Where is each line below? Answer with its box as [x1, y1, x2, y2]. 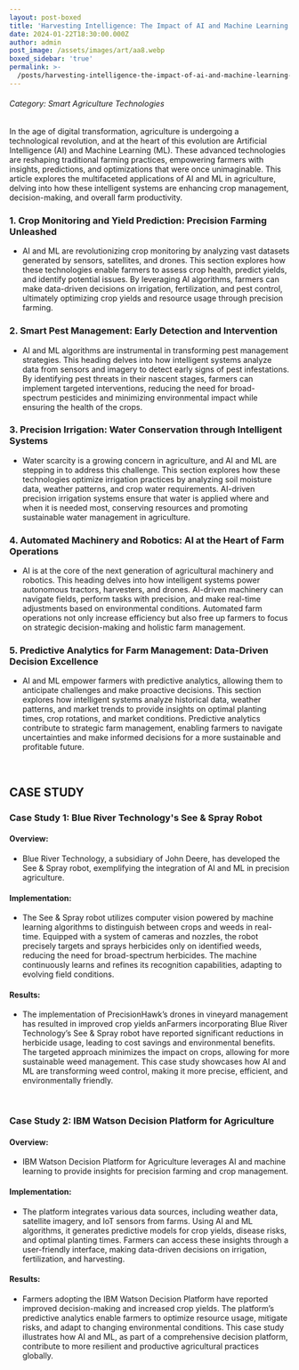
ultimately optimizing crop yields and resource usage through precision [21, 293, 284, 303]
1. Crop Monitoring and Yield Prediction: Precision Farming [9, 214, 267, 227]
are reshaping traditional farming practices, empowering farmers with [9, 154, 264, 165]
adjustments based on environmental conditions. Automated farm [21, 603, 263, 614]
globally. [21, 1350, 53, 1361]
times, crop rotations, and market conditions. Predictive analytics [21, 713, 261, 724]
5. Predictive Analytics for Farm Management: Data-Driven [9, 644, 269, 657]
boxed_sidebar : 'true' [9, 54, 93, 63]
